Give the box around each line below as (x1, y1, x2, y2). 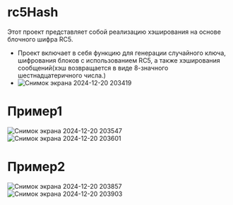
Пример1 (7, 104, 63, 120)
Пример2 (7, 159, 66, 175)
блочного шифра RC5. (7, 35, 73, 43)
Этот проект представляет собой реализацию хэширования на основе (7, 27, 221, 36)
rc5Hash (7, 4, 59, 20)
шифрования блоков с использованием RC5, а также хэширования (17, 56, 220, 64)
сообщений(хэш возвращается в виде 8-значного (17, 63, 169, 72)
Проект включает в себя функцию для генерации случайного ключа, (17, 49, 226, 57)
